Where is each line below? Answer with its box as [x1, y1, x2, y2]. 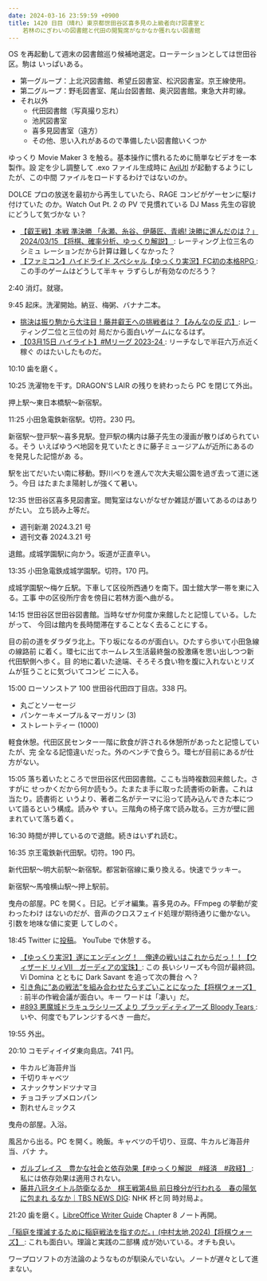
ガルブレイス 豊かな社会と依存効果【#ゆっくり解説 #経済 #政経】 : [19, 1164, 253, 1173]
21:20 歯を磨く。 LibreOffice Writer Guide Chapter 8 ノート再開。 [8, 1210, 222, 1220]
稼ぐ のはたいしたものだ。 [19, 347, 106, 357]
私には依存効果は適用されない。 [19, 1173, 125, 1183]
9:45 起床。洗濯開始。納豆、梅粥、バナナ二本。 [8, 300, 166, 310]
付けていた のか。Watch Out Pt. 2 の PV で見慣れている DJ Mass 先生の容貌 [8, 200, 256, 210]
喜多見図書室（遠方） [31, 126, 102, 135]
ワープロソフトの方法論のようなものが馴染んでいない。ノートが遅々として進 [8, 1254, 259, 1263]
